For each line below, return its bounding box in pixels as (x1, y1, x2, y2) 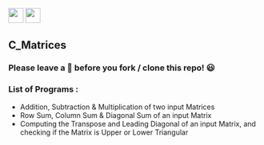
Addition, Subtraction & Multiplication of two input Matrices (19, 102, 215, 112)
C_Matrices (8, 38, 66, 52)
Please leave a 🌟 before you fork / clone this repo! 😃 (8, 62, 215, 73)
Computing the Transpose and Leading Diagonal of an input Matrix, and (19, 119, 256, 128)
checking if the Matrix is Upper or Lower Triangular (19, 127, 189, 137)
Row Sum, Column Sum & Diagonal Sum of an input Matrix (19, 110, 212, 120)
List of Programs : (8, 84, 78, 95)
